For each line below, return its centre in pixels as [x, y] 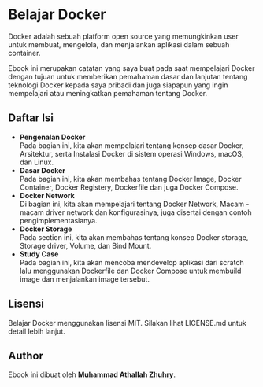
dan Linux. [36, 162]
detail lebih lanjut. [37, 331]
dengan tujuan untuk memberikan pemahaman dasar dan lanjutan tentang [128, 76]
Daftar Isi [31, 118]
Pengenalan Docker [52, 137]
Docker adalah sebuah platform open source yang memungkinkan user [123, 36]
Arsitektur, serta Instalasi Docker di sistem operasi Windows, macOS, [131, 153]
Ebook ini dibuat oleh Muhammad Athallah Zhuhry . [92, 374]
